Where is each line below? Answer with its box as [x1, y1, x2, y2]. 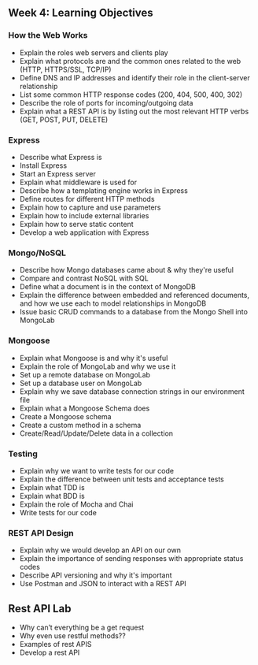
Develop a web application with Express [19, 228, 149, 237]
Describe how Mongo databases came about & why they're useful [19, 266, 234, 275]
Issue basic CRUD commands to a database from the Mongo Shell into [19, 307, 248, 317]
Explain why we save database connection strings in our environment [19, 386, 245, 396]
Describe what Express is [19, 152, 102, 162]
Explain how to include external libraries [19, 210, 149, 220]
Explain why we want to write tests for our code [19, 466, 175, 475]
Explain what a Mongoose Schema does [19, 403, 150, 413]
